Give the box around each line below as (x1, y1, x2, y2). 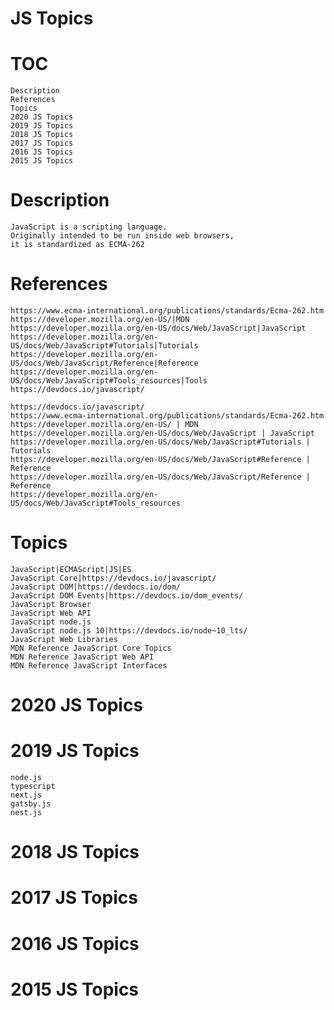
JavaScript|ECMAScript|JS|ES (10, 564, 132, 574)
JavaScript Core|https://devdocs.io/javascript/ (10, 573, 217, 583)
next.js (10, 790, 43, 801)
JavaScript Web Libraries (10, 634, 118, 644)
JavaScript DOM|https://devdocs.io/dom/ (10, 582, 182, 592)
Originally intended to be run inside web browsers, (10, 231, 235, 241)
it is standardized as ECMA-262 (10, 240, 145, 250)
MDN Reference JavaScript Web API (10, 652, 155, 662)
